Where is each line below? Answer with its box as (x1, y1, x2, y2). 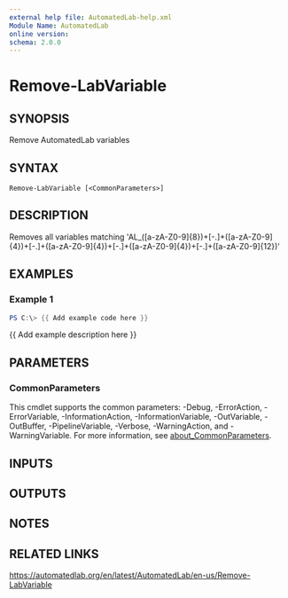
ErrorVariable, (9, 412, 60, 422)
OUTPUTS (9, 485, 66, 501)
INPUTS (9, 456, 53, 471)
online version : (9, 29, 69, 38)
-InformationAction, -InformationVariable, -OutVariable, (61, 412, 263, 422)
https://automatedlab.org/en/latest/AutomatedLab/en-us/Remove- (9, 570, 251, 581)
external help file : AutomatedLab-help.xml (9, 12, 173, 22)
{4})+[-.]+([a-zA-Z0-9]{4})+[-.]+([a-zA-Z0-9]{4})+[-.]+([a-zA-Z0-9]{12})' (9, 240, 281, 251)
